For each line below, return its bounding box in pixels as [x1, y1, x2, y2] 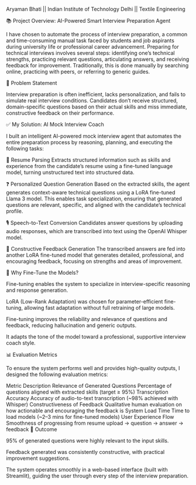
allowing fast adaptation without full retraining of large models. [24, 305, 175, 311]
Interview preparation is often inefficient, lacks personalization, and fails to [6, 91, 186, 98]
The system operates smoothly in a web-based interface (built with [6, 466, 168, 473]
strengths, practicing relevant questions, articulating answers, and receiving [6, 56, 190, 63]
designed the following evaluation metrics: [6, 371, 108, 378]
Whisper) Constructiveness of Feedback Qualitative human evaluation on [6, 401, 183, 408]
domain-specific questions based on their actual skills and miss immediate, [6, 103, 187, 110]
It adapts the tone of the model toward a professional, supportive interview [6, 333, 186, 340]
